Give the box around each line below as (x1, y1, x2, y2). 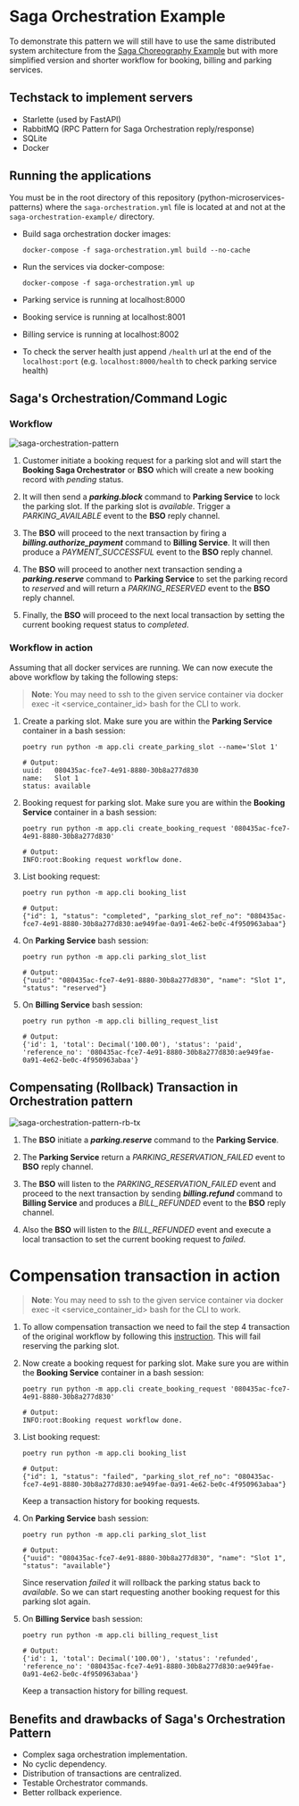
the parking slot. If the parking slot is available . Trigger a (21, 501, 231, 512)
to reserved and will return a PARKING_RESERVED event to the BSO (21, 583, 270, 594)
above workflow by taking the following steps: (9, 672, 179, 682)
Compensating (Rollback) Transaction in (9, 1079, 238, 1095)
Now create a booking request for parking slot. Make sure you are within (21, 1358, 289, 1368)
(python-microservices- (196, 192, 286, 203)
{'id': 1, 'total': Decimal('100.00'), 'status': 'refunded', (21, 1654, 259, 1663)
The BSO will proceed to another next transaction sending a (21, 564, 243, 575)
